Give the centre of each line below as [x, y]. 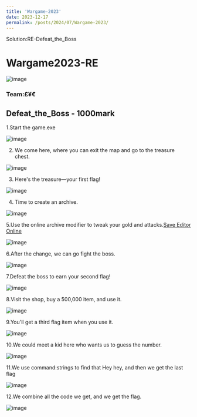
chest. [22, 157]
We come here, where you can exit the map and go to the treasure [94, 150]
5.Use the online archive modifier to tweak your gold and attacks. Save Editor [98, 225]
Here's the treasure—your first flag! [57, 179]
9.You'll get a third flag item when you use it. [60, 322]
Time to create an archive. [46, 202]
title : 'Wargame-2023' [34, 11]
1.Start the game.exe [31, 127]
